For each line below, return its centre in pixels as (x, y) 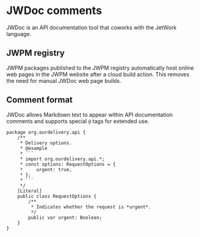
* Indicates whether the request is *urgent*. (91, 207)
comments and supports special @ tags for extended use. (78, 121)
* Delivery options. (46, 143)
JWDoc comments (54, 11)
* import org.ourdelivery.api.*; (62, 159)
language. (19, 34)
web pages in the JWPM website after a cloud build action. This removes (98, 74)
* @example (34, 148)
